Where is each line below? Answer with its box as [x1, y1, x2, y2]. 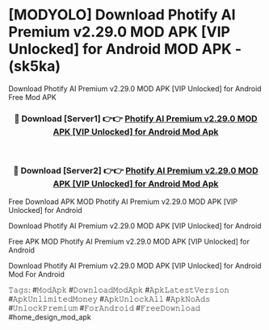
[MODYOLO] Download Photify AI [8, 6, 236, 24]
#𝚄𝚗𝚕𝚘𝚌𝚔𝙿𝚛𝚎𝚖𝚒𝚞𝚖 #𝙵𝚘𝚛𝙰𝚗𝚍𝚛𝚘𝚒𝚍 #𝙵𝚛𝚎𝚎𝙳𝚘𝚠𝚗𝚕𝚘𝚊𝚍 [8, 303, 200, 312]
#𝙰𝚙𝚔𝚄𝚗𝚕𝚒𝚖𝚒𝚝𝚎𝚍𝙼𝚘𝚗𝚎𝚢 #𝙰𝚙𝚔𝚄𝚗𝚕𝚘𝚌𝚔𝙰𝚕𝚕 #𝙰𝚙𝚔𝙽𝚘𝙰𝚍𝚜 [8, 294, 211, 303]
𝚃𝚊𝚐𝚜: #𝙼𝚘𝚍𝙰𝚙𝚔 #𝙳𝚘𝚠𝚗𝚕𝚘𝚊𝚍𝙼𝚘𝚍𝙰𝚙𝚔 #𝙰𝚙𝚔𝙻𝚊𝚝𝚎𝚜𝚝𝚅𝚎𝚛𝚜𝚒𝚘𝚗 [8, 285, 230, 294]
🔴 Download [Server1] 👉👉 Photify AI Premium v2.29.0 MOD [14, 113, 258, 124]
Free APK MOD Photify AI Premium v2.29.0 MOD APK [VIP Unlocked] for [8, 236, 250, 246]
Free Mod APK [8, 92, 57, 102]
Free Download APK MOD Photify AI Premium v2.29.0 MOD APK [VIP [8, 196, 238, 207]
